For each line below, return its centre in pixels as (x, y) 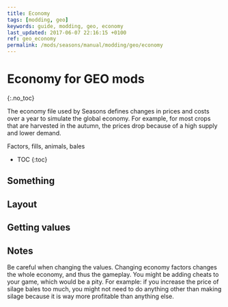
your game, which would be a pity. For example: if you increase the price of (113, 282)
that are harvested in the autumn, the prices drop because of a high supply (112, 125)
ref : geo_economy (32, 39)
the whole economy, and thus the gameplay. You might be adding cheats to (113, 274)
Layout (22, 204)
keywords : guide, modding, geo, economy (66, 26)
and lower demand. (34, 133)
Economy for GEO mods (76, 79)
